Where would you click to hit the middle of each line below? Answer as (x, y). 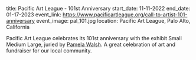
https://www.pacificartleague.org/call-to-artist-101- (125, 15)
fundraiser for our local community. (49, 51)
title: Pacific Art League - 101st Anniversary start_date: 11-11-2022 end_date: (98, 8)
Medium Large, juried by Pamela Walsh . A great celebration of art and (91, 44)
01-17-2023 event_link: (34, 15)
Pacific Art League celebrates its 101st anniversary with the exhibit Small (94, 38)
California (18, 27)
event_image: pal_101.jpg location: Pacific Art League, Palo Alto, (113, 21)
